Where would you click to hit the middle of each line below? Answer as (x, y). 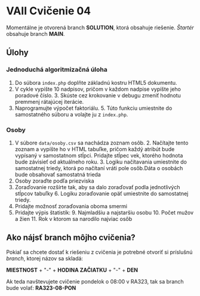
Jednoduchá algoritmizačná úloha (57, 70)
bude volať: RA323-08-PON (41, 288)
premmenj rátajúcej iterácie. (49, 101)
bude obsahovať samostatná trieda (58, 174)
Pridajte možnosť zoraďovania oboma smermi (71, 206)
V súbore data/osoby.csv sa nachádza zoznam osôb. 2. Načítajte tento (101, 143)
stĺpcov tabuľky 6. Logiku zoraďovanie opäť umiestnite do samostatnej (101, 193)
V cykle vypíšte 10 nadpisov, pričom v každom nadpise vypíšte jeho (98, 89)
